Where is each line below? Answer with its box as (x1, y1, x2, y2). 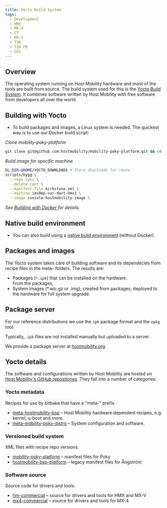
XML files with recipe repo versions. (5, 444, 79, 450)
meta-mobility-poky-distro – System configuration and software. (12, 420, 145, 426)
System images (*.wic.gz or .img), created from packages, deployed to (12, 285, 158, 291)
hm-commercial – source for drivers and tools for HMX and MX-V (12, 493, 147, 499)
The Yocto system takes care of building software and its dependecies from (5, 260, 161, 266)
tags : (5, 12, 16, 17)
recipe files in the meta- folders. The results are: (5, 265, 105, 271)
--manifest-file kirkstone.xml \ (9, 186, 79, 191)
